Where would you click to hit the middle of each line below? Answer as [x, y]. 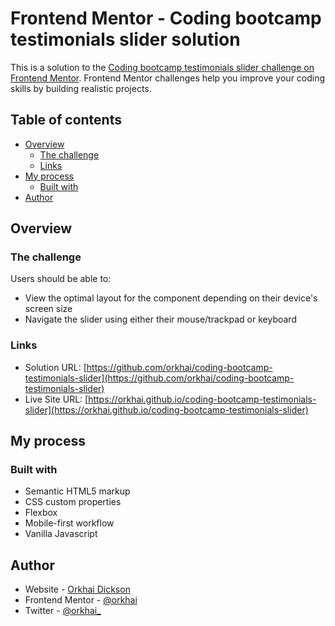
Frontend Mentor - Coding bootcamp [166, 18]
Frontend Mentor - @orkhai [81, 600]
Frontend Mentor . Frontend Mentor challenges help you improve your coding [168, 78]
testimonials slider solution [125, 39]
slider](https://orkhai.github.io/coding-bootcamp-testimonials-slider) [166, 409]
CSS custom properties [73, 502]
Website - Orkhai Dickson [77, 589]
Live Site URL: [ [56, 399]
